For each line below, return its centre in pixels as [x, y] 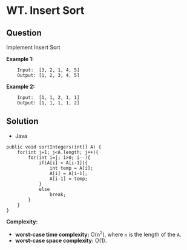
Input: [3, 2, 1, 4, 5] [48, 70]
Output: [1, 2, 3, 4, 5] [48, 75]
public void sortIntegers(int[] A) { [54, 147]
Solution [22, 121]
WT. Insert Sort [45, 11]
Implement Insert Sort [33, 47]
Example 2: [21, 86]
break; [58, 194]
